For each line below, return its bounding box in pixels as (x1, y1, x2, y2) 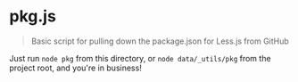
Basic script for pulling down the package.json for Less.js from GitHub (30, 36, 290, 46)
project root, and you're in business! (9, 62, 143, 73)
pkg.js (9, 6, 56, 27)
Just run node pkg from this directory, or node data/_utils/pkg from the (9, 53, 271, 63)
